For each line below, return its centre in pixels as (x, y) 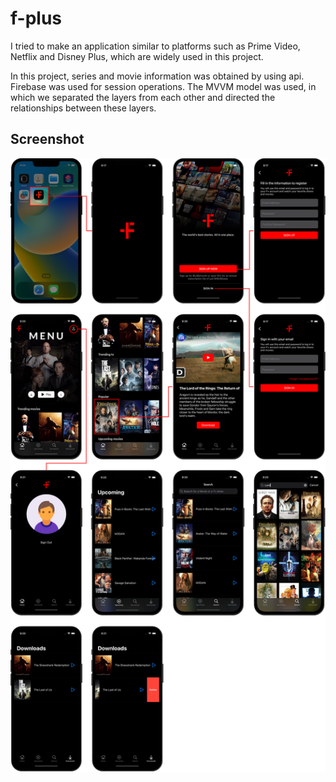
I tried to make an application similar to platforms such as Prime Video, (155, 46)
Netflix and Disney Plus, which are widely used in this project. (137, 56)
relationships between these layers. (83, 108)
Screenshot (47, 139)
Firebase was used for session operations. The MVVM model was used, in (163, 86)
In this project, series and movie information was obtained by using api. (157, 76)
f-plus (36, 18)
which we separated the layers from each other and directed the (143, 97)
